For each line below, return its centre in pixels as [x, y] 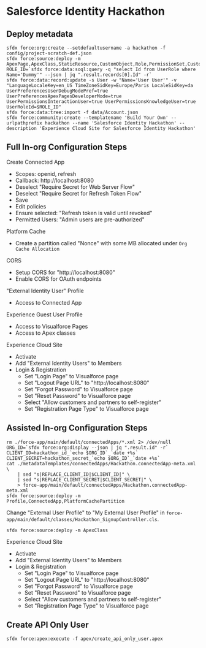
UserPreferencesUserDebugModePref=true [57, 91]
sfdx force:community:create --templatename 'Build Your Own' [87, 118]
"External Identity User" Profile [45, 291]
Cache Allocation [37, 249]
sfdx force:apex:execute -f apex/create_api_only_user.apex [85, 639]
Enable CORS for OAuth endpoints [59, 279]
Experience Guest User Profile [44, 314]
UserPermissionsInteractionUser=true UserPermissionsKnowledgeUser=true [101, 102]
